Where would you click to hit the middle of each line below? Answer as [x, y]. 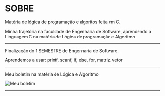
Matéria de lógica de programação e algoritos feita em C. [63, 22]
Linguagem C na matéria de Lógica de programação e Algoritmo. [71, 37]
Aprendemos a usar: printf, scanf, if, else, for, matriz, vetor [64, 60]
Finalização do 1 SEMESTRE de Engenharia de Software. [62, 50]
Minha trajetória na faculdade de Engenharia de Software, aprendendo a [78, 31]
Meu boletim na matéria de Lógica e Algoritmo [52, 74]
